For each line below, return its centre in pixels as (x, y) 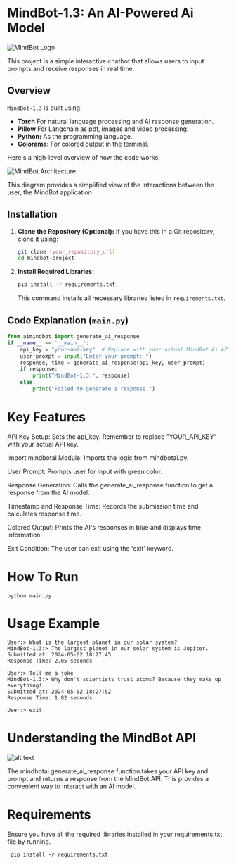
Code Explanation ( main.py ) (68, 320)
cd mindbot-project (46, 259)
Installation (32, 214)
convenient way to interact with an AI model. (72, 786)
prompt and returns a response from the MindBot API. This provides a (108, 778)
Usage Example (54, 623)
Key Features (47, 417)
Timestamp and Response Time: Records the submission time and (103, 506)
